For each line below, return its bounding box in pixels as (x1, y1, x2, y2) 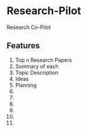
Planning (15, 81, 37, 89)
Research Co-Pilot (6, 24, 51, 31)
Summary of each (15, 63, 59, 70)
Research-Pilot (6, 4, 82, 18)
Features (6, 41, 40, 51)
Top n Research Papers (15, 56, 72, 63)
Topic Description (15, 69, 58, 76)
